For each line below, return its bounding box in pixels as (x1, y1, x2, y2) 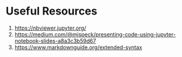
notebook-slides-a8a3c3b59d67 (14, 37, 97, 44)
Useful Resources (5, 4, 98, 18)
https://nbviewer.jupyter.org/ (14, 24, 86, 32)
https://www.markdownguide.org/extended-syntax (14, 44, 142, 51)
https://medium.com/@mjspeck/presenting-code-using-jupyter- (14, 30, 176, 38)
